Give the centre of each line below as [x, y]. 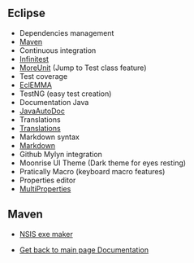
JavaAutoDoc [42, 111]
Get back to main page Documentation [84, 250]
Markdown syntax [50, 137]
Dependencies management [67, 33]
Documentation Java [54, 102]
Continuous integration [58, 50]
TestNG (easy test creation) [65, 94]
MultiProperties [45, 188]
